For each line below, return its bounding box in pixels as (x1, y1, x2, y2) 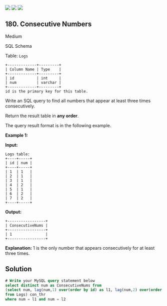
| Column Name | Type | (5, 67, 61, 72)
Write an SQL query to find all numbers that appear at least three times (5, 97, 151, 104)
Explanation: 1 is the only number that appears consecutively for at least (5, 245, 155, 251)
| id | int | (5, 75, 61, 80)
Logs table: (5, 151, 30, 157)
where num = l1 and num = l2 (5, 297, 66, 302)
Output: (5, 209, 21, 215)
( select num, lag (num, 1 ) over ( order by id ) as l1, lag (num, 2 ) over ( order (5, 287, 162, 292)
